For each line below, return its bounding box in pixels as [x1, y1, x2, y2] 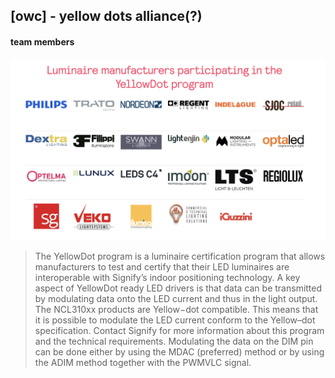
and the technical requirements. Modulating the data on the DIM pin [34, 335, 314, 348]
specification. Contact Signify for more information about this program [34, 325, 325, 337]
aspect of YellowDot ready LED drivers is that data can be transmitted [34, 282, 323, 294]
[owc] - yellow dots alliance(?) [10, 8, 203, 25]
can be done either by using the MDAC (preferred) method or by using [34, 346, 325, 358]
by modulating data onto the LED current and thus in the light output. [34, 293, 318, 305]
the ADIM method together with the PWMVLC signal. [34, 357, 252, 369]
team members [10, 35, 75, 48]
